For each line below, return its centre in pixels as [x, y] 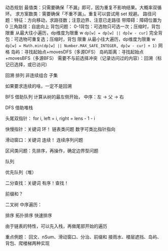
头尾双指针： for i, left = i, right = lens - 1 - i [50, 118]
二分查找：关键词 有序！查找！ [37, 183]
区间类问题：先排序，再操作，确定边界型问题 [52, 151]
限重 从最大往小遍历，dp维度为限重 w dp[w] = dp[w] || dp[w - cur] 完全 [82, 33]
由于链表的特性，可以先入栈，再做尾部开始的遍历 [56, 226]
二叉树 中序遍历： [24, 205]
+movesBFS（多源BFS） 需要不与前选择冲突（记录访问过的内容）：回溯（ [81, 58]
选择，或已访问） [32, 64]
